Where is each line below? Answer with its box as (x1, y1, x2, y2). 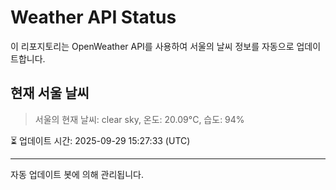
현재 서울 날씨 (10, 85, 90, 102)
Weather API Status (10, 6, 177, 29)
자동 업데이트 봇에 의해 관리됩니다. (10, 168, 144, 180)
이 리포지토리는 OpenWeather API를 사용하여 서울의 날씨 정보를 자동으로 (10, 40, 295, 52)
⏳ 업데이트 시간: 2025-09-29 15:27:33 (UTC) (10, 134, 191, 146)
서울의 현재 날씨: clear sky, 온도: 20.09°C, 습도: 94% (34, 113, 245, 125)
